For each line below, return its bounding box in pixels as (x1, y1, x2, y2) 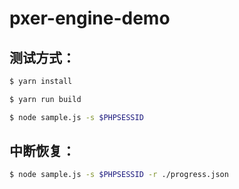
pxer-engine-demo (9, 7, 171, 30)
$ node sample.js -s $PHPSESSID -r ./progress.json (9, 170, 229, 180)
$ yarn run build (9, 94, 82, 104)
